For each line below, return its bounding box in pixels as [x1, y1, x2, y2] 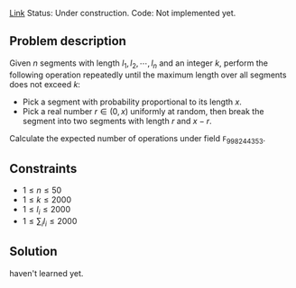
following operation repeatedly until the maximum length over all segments [9, 69, 287, 80]
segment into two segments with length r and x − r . [22, 115, 212, 126]
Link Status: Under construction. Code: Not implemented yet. [9, 8, 236, 18]
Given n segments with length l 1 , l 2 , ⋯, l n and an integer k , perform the [9, 58, 269, 70]
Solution [9, 244, 58, 259]
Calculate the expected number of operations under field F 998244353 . [9, 132, 266, 146]
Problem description [9, 33, 126, 49]
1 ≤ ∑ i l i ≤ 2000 [22, 216, 78, 229]
